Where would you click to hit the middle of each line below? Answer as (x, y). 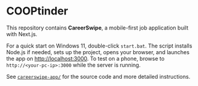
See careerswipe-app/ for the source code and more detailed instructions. (98, 76)
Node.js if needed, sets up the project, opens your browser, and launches (98, 52)
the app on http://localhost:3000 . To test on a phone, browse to (85, 58)
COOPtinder (37, 11)
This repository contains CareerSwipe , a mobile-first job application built (97, 28)
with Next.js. (22, 34)
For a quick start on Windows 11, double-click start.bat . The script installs (99, 46)
